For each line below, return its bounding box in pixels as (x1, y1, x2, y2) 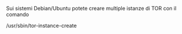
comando (6, 11, 29, 18)
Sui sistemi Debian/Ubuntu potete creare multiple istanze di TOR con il (6, 5, 177, 12)
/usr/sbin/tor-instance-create (6, 22, 77, 29)
